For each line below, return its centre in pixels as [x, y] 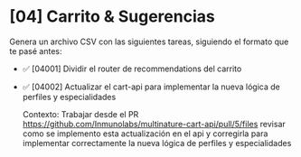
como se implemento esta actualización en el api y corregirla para [145, 134]
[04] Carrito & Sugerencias [112, 17]
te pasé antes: [36, 51]
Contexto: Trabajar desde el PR [80, 114]
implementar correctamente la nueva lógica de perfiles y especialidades [157, 143]
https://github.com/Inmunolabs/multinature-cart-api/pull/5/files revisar [154, 124]
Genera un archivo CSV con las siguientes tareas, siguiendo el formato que [149, 42]
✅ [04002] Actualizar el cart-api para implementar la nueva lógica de [151, 87]
